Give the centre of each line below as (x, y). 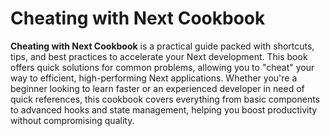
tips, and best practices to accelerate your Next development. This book (159, 56)
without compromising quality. (72, 120)
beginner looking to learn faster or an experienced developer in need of (157, 88)
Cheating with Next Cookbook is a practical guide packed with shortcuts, (162, 46)
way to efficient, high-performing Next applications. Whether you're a (154, 78)
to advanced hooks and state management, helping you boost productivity (164, 109)
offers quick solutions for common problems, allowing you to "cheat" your (162, 67)
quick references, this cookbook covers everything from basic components (165, 99)
